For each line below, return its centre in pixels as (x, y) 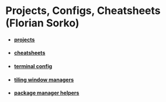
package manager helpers (46, 93)
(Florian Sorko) (42, 23)
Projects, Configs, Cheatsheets (83, 11)
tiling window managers (44, 79)
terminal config (33, 66)
